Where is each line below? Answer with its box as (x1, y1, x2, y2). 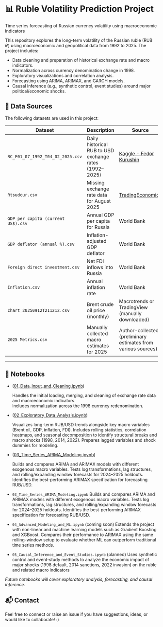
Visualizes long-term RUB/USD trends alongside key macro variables (12, 421, 150, 428)
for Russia (86, 224, 110, 231)
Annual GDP (86, 212, 114, 218)
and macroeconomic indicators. (12, 397, 76, 403)
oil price (86, 307, 105, 314)
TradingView (118, 304, 148, 311)
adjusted (86, 237, 107, 244)
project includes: (5, 48, 39, 54)
